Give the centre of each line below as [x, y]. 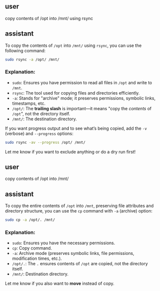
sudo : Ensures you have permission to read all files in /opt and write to [82, 82]
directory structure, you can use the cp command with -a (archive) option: [79, 211]
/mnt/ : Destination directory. [40, 274]
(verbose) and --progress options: [39, 133]
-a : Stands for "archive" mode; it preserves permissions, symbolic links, [84, 98]
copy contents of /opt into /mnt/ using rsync [49, 18]
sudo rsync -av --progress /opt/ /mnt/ [45, 142]
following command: [25, 50]
